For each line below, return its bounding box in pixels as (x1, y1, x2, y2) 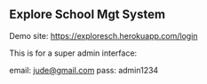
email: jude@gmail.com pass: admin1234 (9, 65, 159, 75)
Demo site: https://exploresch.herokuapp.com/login (9, 30, 198, 41)
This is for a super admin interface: (9, 48, 138, 58)
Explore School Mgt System (9, 7, 166, 22)
